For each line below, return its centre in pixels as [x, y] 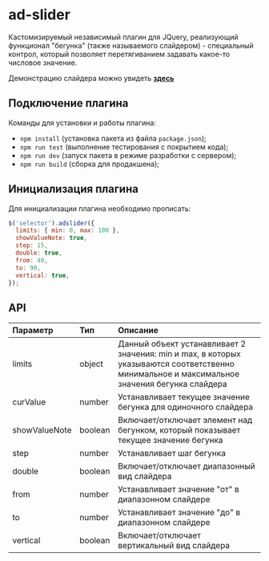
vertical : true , [42, 275]
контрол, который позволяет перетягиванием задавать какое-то [119, 54]
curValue [29, 402]
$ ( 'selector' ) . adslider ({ [51, 223]
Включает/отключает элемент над [185, 421]
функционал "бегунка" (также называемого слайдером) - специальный [131, 45]
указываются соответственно [176, 364]
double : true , [39, 253]
